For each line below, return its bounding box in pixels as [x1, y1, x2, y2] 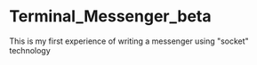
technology [9, 45, 51, 55]
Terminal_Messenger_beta [9, 6, 212, 27]
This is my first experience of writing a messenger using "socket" [9, 36, 249, 46]
